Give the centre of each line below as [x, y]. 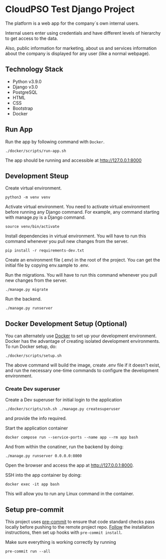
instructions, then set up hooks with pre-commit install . [64, 532]
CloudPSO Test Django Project [70, 9]
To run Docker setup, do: [31, 347]
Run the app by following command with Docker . [55, 142]
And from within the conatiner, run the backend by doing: [64, 447]
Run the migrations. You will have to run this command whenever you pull [81, 275]
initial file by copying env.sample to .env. [47, 265]
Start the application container [37, 428]
